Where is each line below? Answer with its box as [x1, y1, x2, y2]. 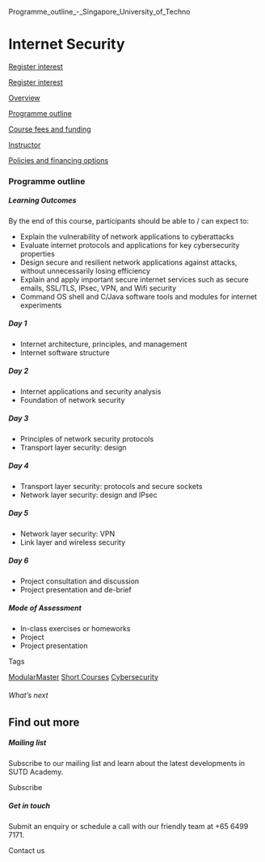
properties [19, 249, 55, 258]
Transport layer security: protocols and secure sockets [19, 481, 203, 491]
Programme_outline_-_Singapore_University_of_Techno [8, 7, 191, 16]
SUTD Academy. [8, 767, 64, 776]
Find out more [8, 715, 80, 729]
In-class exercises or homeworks [19, 623, 131, 633]
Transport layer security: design [19, 442, 127, 452]
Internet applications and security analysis [19, 387, 162, 396]
